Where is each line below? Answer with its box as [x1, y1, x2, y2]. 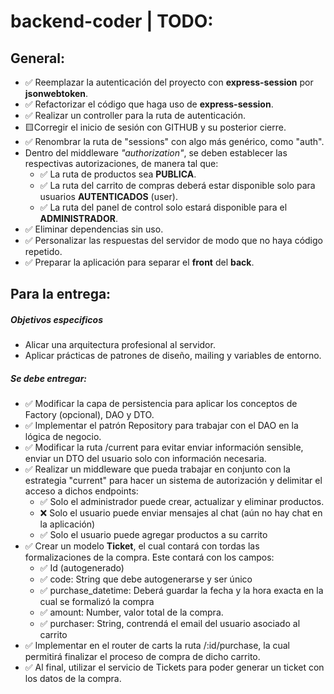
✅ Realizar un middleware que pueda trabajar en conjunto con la [24, 463, 291, 475]
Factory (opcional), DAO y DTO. [24, 409, 155, 421]
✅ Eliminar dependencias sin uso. [24, 223, 164, 235]
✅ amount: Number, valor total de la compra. [39, 606, 224, 619]
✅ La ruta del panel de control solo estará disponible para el [39, 201, 288, 213]
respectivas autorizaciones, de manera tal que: [24, 158, 219, 169]
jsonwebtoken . [24, 88, 89, 99]
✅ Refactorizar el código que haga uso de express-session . [24, 98, 274, 110]
